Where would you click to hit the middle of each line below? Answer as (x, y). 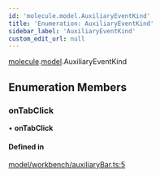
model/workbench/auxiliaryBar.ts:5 (67, 165)
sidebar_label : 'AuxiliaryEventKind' (72, 31)
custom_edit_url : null (47, 39)
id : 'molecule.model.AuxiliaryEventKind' (80, 16)
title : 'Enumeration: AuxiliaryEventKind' (81, 24)
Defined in (26, 146)
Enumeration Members (68, 87)
